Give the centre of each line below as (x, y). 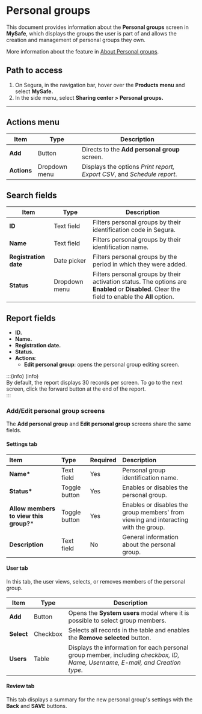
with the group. (144, 527)
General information (150, 537)
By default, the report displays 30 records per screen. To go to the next (94, 383)
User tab (17, 568)
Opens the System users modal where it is (129, 612)
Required (103, 460)
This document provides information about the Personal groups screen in (98, 27)
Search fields (32, 195)
